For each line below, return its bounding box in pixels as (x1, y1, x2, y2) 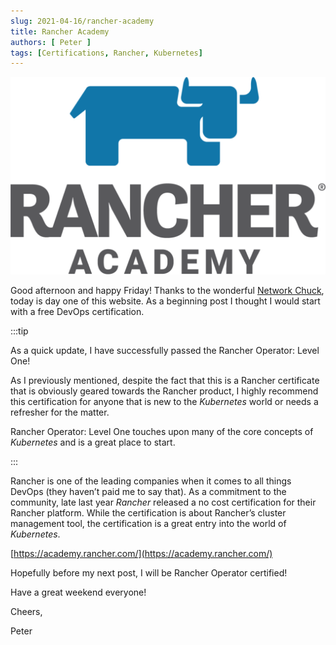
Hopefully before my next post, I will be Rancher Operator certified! (10, 567, 288, 579)
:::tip (10, 325, 29, 337)
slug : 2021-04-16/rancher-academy (10, 16, 155, 26)
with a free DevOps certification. (10, 306, 145, 318)
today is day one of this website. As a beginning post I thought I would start (10, 295, 321, 307)
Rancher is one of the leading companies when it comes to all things (10, 475, 292, 487)
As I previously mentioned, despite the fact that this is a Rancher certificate (10, 375, 320, 387)
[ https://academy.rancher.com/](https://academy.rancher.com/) (10, 548, 273, 560)
